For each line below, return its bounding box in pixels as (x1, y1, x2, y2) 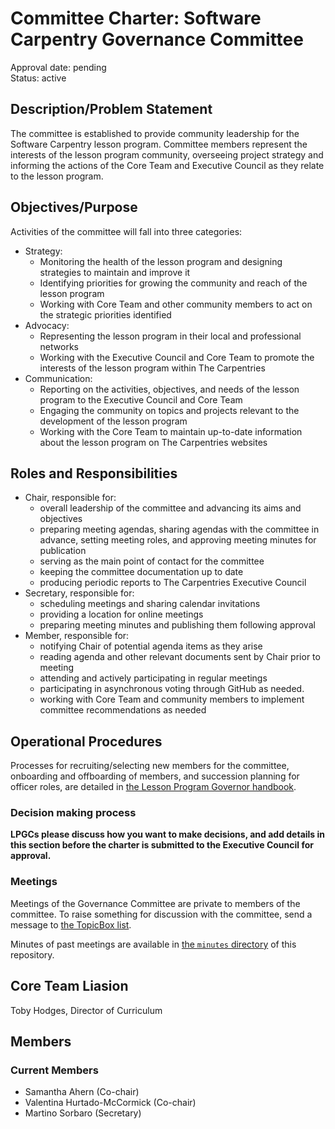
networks (39, 340, 79, 352)
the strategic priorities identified (39, 308, 172, 321)
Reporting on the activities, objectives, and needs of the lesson (39, 383, 300, 395)
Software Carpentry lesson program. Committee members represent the (10, 138, 308, 150)
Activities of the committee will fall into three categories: (10, 225, 243, 237)
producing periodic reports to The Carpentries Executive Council (39, 577, 307, 589)
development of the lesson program (39, 415, 188, 427)
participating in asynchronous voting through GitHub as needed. (39, 683, 305, 695)
